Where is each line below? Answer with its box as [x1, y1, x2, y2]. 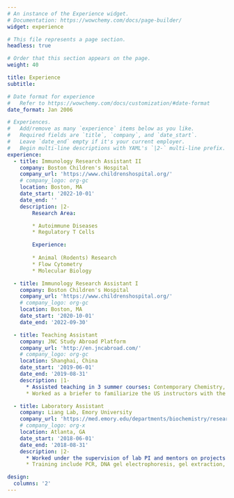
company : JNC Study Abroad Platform [19, 338, 127, 345]
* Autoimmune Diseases [32, 222, 98, 229]
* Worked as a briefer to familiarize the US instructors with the [25, 390, 226, 397]
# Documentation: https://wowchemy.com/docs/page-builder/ [7, 17, 182, 24]
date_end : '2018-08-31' [19, 441, 89, 448]
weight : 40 [7, 61, 39, 68]
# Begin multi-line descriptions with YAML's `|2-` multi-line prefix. [7, 145, 226, 152]
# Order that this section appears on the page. [7, 55, 151, 62]
